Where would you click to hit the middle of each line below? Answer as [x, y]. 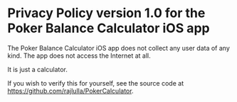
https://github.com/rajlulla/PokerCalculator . [70, 91]
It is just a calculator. [37, 69]
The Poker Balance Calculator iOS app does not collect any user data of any [118, 48]
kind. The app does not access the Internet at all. [79, 56]
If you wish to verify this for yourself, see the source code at [95, 83]
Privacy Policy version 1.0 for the [106, 13]
